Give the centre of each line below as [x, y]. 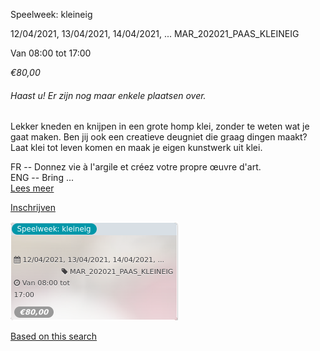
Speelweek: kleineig [51, 14]
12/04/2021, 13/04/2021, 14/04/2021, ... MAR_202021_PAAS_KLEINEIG [155, 33]
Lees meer [32, 188]
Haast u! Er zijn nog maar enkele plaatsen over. [108, 95]
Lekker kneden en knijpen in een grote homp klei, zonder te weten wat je [160, 126]
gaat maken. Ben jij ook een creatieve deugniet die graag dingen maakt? [159, 137]
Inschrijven [33, 208]
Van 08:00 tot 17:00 [51, 53]
